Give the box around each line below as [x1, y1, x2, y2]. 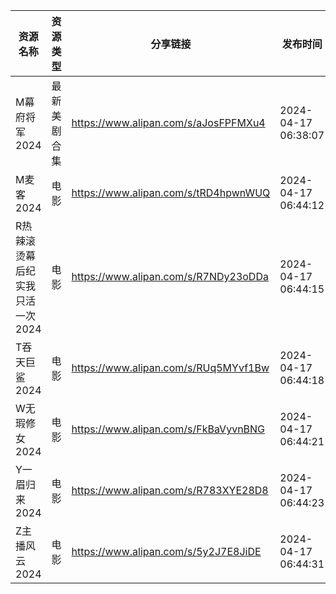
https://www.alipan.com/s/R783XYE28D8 [71, 484, 269, 497]
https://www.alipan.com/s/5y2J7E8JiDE [71, 545, 262, 558]
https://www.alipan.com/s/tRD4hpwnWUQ [71, 186, 271, 199]
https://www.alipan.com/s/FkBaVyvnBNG [71, 422, 266, 436]
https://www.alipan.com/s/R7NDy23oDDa [71, 270, 269, 283]
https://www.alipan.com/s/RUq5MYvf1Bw [71, 361, 270, 374]
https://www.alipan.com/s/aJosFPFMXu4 [71, 116, 266, 129]
